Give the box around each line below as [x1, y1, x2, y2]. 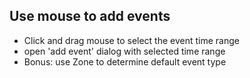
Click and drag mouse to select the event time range [23, 34, 240, 46]
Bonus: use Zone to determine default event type [23, 55, 227, 68]
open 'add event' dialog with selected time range [23, 45, 226, 57]
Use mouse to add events [9, 8, 171, 25]
